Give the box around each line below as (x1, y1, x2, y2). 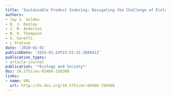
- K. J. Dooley (5, 21, 38, 27)
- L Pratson (5, 41, 31, 46)
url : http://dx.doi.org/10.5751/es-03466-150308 (10, 83, 115, 88)
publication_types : (5, 54, 47, 60)
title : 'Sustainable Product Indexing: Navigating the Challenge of (5, 7, 154, 13)
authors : (5, 12, 24, 17)
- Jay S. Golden (5, 17, 40, 22)
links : (5, 74, 19, 79)
